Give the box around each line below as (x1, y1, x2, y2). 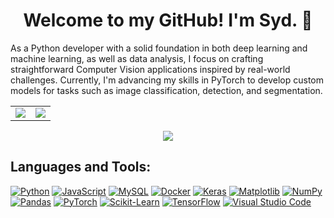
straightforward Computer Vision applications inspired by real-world (10, 63, 291, 75)
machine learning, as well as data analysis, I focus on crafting (10, 52, 264, 64)
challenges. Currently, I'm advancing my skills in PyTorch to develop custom (10, 74, 324, 86)
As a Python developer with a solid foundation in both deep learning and (10, 42, 308, 54)
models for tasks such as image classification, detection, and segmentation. (10, 84, 323, 96)
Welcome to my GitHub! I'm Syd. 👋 (23, 9, 313, 32)
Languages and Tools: (10, 159, 152, 176)
